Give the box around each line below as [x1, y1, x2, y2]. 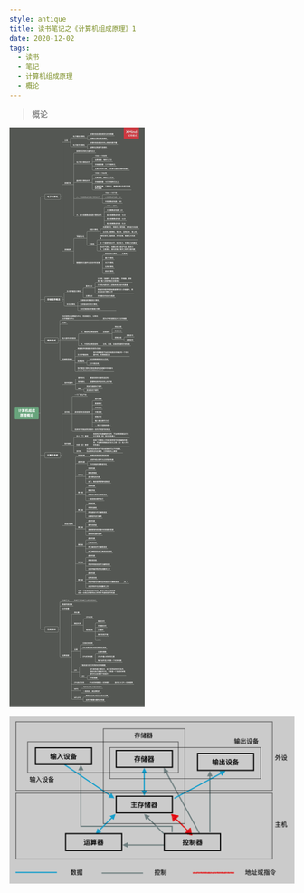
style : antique [9, 14, 67, 24]
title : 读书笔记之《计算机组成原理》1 [9, 24, 137, 34]
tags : [9, 43, 30, 53]
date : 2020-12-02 [9, 34, 75, 43]
